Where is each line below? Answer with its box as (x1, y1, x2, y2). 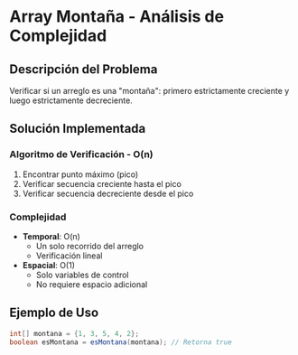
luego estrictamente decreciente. (9, 95, 133, 106)
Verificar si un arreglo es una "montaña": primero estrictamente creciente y (9, 86, 290, 96)
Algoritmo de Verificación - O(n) (9, 148, 154, 161)
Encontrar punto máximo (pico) (22, 169, 139, 180)
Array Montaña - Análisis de (9, 6, 224, 27)
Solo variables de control (35, 269, 129, 280)
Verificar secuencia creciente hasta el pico (22, 178, 182, 189)
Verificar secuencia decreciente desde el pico (22, 188, 194, 199)
